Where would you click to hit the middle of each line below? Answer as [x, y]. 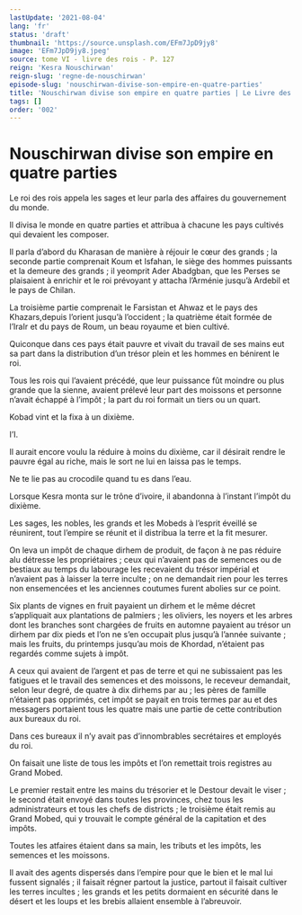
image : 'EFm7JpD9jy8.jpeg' [60, 51]
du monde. [29, 208]
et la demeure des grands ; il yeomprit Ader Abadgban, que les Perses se [145, 271]
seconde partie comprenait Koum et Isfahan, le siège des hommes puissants [151, 262]
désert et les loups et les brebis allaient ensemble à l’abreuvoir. [126, 902]
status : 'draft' [40, 34]
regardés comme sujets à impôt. [69, 653]
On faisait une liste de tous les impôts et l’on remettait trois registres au [141, 763]
